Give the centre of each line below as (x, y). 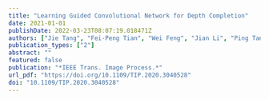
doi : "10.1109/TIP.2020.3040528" (64, 82)
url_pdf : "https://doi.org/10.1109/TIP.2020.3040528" (100, 75)
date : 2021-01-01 (37, 23)
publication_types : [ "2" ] (51, 46)
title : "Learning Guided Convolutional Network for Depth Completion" (128, 16)
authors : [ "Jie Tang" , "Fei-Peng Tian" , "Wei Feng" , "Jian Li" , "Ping (128, 38)
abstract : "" (30, 53)
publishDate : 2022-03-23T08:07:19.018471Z (80, 30)
